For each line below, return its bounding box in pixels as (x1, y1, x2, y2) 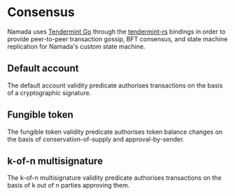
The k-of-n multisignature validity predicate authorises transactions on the (7, 174, 222, 182)
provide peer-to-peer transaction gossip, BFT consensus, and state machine (7, 34, 228, 43)
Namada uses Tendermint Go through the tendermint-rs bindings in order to (7, 27, 226, 36)
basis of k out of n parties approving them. (7, 181, 130, 190)
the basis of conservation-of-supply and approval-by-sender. (7, 134, 185, 143)
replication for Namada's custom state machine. (7, 42, 145, 50)
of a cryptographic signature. (7, 88, 92, 97)
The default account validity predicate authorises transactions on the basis (7, 81, 223, 90)
